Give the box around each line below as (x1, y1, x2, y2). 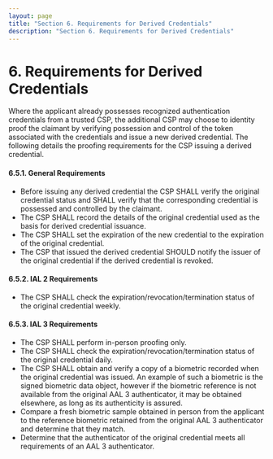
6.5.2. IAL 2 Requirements (8, 274, 98, 284)
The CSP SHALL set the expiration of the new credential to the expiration (19, 229, 264, 239)
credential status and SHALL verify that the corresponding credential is (19, 195, 258, 204)
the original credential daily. (19, 355, 114, 365)
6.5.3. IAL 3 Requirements (8, 319, 98, 330)
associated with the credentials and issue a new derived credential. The (8, 132, 249, 142)
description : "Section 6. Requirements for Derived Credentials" (8, 27, 234, 35)
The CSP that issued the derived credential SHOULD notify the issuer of (19, 247, 262, 256)
